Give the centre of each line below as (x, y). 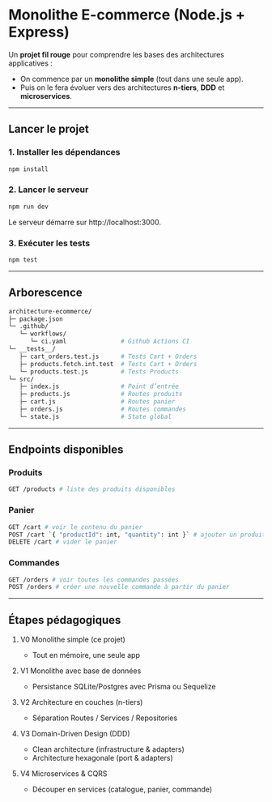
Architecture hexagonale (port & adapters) (103, 758)
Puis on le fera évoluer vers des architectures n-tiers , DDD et (122, 87)
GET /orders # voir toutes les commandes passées (94, 580)
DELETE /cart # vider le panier (63, 542)
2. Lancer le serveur (49, 190)
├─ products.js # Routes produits (101, 395)
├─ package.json (36, 319)
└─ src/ (21, 379)
